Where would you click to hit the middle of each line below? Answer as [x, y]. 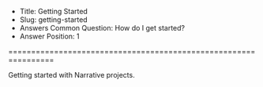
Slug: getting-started [54, 20]
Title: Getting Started [54, 11]
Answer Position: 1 [50, 36]
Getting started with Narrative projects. [72, 75]
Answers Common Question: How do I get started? [102, 28]
